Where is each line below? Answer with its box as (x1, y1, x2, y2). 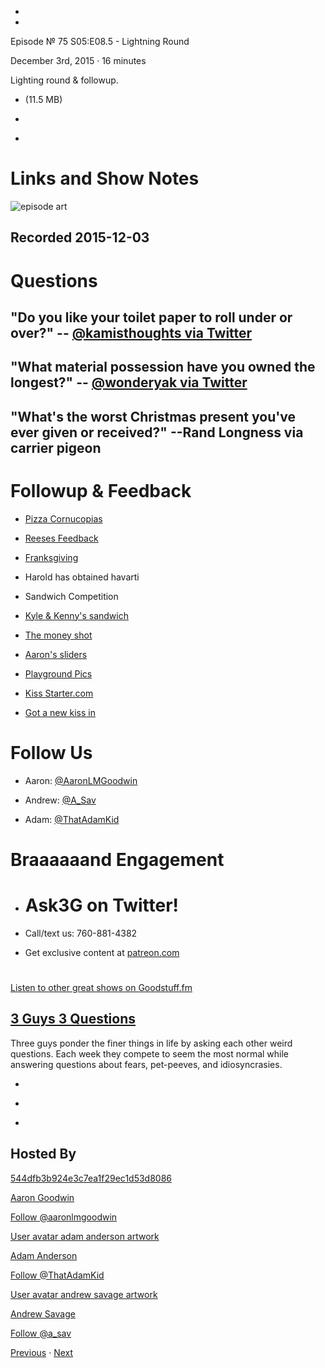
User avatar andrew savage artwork (10, 1288, 158, 1300)
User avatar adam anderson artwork (10, 1230, 160, 1242)
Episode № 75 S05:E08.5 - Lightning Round (10, 36, 190, 47)
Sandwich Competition (24, 590, 119, 602)
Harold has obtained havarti (24, 571, 140, 583)
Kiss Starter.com (24, 687, 94, 699)
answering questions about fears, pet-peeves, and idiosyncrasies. (10, 1058, 283, 1070)
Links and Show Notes (10, 167, 200, 190)
